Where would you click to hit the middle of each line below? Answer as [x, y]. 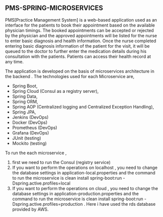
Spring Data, [25, 96]
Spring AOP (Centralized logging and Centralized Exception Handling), [83, 107]
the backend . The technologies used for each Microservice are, [70, 76]
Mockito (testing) [29, 143]
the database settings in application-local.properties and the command [84, 173]
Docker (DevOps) [30, 122]
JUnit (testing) [27, 138]
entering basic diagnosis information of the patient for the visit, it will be [78, 46]
